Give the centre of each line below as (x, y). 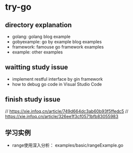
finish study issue (33, 99)
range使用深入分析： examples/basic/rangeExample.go (67, 145)
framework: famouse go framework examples (58, 47)
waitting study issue (37, 67)
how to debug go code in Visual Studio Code (57, 84)
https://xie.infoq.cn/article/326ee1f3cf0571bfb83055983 (62, 116)
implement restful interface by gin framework (57, 79)
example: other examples (38, 52)
